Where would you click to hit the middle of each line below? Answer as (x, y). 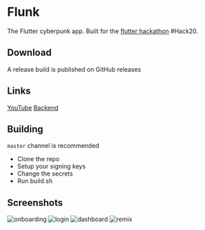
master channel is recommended (53, 146)
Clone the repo (38, 159)
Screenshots (35, 203)
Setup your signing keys (51, 167)
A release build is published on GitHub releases (74, 69)
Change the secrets (45, 174)
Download (29, 53)
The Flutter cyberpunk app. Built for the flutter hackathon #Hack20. (102, 31)
